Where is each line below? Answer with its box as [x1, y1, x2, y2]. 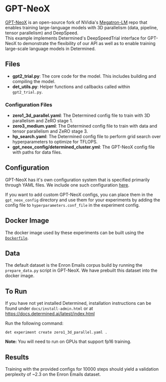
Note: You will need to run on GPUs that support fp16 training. [5, 338, 131, 344]
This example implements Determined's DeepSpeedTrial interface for [5, 35, 147, 41]
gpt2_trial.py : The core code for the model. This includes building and [12, 73, 156, 79]
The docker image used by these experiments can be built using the [5, 230, 144, 236]
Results [5, 353, 29, 361]
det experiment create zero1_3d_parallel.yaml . [5, 330, 108, 335]
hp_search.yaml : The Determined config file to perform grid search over [12, 134, 161, 140]
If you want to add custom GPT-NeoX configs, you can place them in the [5, 191, 153, 197]
